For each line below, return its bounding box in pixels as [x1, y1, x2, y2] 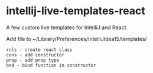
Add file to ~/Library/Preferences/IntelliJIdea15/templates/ [6, 35, 148, 42]
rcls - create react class [6, 46, 73, 53]
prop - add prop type [6, 57, 60, 63]
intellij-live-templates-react [6, 4, 146, 18]
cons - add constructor [6, 52, 65, 58]
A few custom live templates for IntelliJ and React [6, 24, 126, 31]
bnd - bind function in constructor [6, 62, 96, 68]
